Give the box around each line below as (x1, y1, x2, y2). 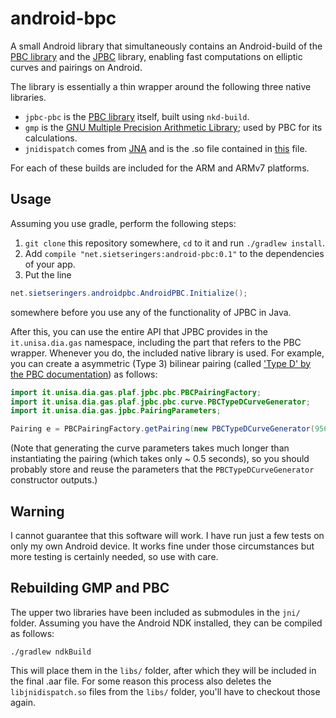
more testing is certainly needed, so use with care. (10, 550, 219, 562)
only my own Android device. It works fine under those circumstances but (10, 540, 315, 552)
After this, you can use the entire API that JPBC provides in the (10, 325, 268, 337)
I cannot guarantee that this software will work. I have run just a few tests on (10, 529, 325, 541)
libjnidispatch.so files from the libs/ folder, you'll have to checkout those (10, 685, 321, 697)
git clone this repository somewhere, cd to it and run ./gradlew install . (24, 237, 325, 249)
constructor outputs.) (10, 474, 98, 486)
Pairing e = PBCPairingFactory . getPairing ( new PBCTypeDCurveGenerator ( (10, 424, 315, 434)
